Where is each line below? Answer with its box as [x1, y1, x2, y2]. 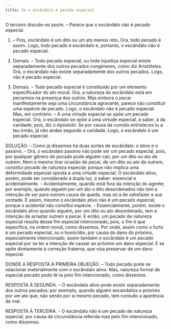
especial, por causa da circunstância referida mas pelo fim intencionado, [5, 313, 158, 319]
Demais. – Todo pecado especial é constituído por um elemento [12, 84, 147, 90]
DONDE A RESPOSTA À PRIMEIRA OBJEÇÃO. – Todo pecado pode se [5, 261, 151, 267]
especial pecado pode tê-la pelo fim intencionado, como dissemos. [5, 272, 147, 278]
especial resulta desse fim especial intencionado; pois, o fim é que [5, 218, 145, 225]
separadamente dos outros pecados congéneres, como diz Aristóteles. [12, 63, 162, 69]
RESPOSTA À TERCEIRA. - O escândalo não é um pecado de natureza [5, 308, 152, 314]
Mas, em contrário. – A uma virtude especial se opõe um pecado [12, 111, 149, 117]
